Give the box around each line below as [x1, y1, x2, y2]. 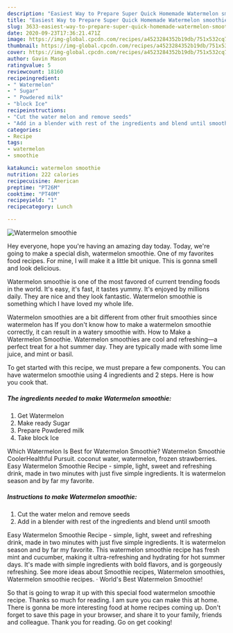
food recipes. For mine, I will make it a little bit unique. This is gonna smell [7, 257, 218, 264]
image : [7, 36, 26, 43]
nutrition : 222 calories [7, 171, 79, 178]
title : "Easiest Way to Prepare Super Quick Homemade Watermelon [7, 17, 200, 24]
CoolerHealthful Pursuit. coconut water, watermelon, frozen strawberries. [7, 454, 217, 462]
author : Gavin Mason [7, 56, 67, 62]
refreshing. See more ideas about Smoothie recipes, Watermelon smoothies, [7, 567, 225, 576]
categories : [7, 126, 42, 133]
